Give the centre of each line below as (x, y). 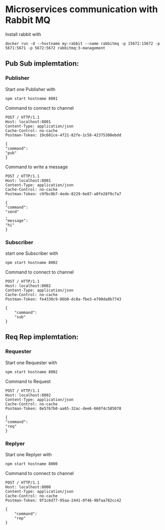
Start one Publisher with (30, 89)
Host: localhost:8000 (28, 487)
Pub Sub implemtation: (42, 64)
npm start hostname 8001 (31, 98)
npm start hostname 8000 (31, 464)
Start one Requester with (31, 363)
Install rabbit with (23, 34)
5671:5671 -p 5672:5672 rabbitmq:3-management (55, 48)
